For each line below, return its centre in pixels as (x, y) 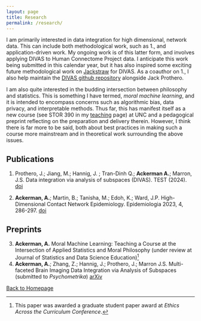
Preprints (24, 229)
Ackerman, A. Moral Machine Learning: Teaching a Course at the (95, 244)
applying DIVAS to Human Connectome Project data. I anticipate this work (97, 59)
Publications (30, 159)
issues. (15, 140)
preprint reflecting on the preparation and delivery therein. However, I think (98, 121)
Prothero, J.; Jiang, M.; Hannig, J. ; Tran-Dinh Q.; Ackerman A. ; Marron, (103, 173)
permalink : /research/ (34, 23)
